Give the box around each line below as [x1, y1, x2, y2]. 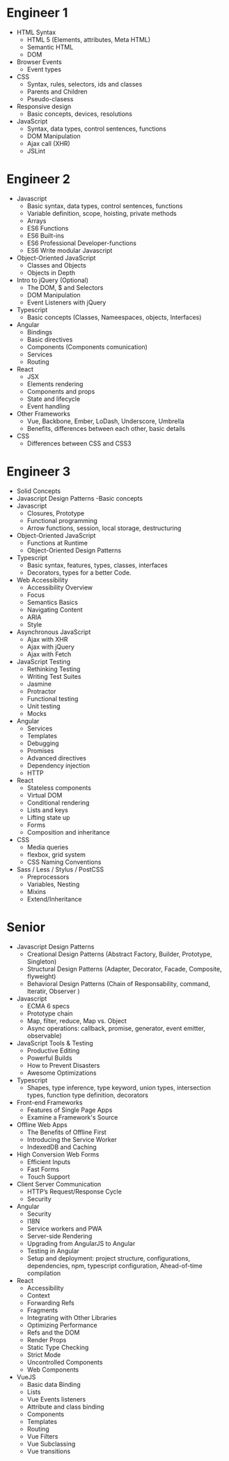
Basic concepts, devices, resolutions [26, 110, 133, 118]
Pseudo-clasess [26, 94, 74, 103]
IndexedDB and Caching [26, 1143, 97, 1151]
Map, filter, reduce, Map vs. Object [26, 1016, 127, 1025]
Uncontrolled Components [26, 1358, 103, 1366]
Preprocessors [26, 872, 70, 881]
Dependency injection [26, 761, 90, 770]
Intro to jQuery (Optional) [16, 276, 88, 284]
